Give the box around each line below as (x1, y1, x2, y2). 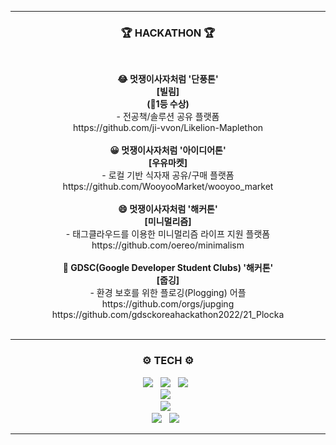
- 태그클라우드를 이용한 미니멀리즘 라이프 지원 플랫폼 (65, 228, 271, 240)
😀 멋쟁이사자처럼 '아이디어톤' (109, 144, 227, 156)
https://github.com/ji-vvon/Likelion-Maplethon (72, 122, 264, 134)
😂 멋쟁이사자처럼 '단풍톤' (117, 73, 219, 85)
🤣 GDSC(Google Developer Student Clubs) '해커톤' (62, 262, 274, 274)
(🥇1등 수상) (146, 98, 190, 110)
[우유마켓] (148, 157, 188, 169)
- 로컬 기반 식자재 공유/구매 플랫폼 (101, 169, 235, 181)
